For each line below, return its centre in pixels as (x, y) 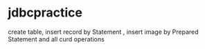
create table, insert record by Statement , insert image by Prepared (104, 32)
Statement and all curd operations (56, 39)
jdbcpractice (45, 13)
